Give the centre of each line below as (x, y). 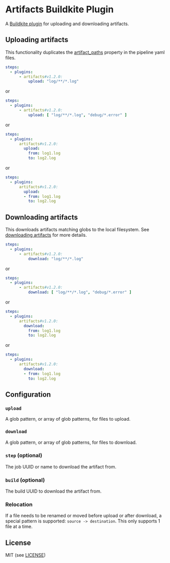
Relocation (19, 504)
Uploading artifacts (37, 40)
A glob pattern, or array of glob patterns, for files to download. (71, 442)
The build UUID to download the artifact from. (54, 491)
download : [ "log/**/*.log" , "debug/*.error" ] (80, 292)
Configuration (28, 394)
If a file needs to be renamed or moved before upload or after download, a (83, 516)
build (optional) (25, 480)
